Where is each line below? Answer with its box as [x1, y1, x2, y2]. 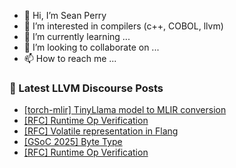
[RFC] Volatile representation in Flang [23, 125, 179, 137]
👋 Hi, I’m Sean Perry [23, 10, 107, 21]
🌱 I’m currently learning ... [23, 31, 131, 42]
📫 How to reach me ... [23, 53, 117, 64]
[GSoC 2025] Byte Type [23, 136, 123, 148]
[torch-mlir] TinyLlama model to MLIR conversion [23, 104, 227, 116]
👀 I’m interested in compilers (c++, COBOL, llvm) [23, 20, 224, 32]
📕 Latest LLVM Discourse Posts [9, 81, 164, 95]
